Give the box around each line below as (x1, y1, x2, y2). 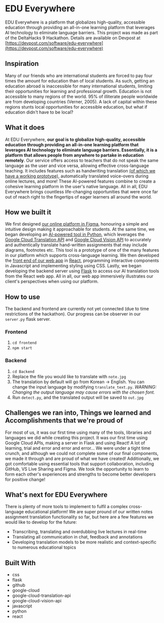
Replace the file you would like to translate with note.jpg (12, 373, 126, 379)
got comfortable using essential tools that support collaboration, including (5, 460, 154, 467)
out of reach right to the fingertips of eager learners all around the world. (5, 194, 152, 199)
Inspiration (5, 59, 39, 68)
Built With (5, 559, 36, 567)
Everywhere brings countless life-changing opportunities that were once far (5, 189, 158, 195)
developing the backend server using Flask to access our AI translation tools (5, 268, 159, 274)
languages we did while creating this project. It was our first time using (5, 434, 148, 440)
